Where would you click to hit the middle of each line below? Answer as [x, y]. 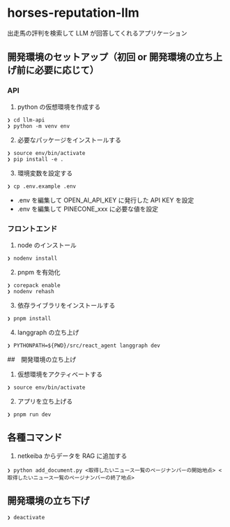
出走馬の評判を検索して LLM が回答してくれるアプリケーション [97, 33]
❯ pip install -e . [36, 159]
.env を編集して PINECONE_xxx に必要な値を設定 [88, 209]
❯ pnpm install [29, 318]
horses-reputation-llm [73, 13]
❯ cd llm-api [26, 120]
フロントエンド [32, 228]
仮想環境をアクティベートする [60, 374]
